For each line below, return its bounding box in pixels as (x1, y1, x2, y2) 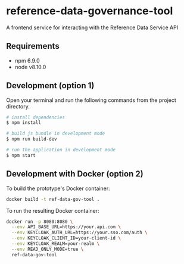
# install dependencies (6, 114, 66, 120)
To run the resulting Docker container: (6, 207, 99, 214)
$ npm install (6, 120, 42, 126)
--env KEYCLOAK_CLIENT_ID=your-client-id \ (11, 235, 121, 241)
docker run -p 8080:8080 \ (6, 219, 73, 225)
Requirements (6, 41, 60, 51)
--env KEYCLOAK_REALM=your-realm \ (11, 241, 100, 247)
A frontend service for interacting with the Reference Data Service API (6, 24, 179, 31)
